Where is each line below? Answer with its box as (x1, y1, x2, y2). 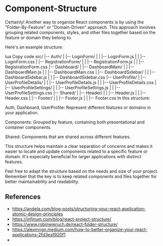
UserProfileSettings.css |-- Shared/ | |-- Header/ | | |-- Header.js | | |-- (5, 90, 146, 96)
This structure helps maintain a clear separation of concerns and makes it (5, 143, 153, 149)
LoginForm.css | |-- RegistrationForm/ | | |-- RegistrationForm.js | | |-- (5, 59, 145, 64)
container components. (5, 124, 52, 130)
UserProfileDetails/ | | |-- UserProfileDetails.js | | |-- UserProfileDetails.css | (5, 79, 157, 85)
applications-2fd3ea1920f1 (12, 231, 66, 237)
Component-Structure (5, 3, 97, 14)
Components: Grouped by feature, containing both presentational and (5, 119, 145, 125)
